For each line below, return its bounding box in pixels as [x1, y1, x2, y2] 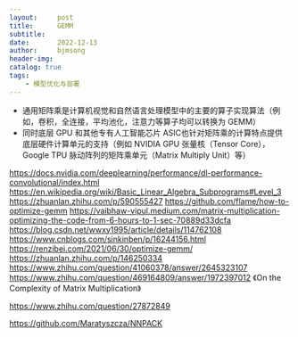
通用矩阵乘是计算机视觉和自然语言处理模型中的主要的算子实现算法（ [21, 104, 273, 116]
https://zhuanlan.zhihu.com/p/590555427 [9, 195, 163, 206]
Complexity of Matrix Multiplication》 [9, 283, 142, 293]
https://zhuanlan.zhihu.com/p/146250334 [9, 252, 163, 263]
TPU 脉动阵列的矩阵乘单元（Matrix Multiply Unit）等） [51, 149, 251, 160]
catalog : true [9, 63, 62, 72]
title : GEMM [9, 21, 74, 30]
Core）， [240, 138, 270, 149]
